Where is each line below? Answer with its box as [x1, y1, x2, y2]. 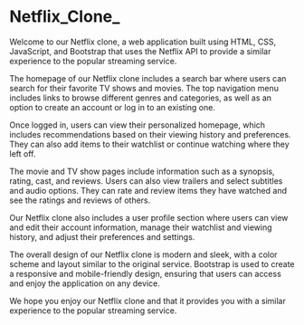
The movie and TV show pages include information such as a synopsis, [9, 166, 275, 177]
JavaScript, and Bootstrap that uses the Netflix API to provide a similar [9, 45, 271, 56]
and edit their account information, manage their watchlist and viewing [9, 222, 273, 233]
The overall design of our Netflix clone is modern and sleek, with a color [9, 249, 278, 260]
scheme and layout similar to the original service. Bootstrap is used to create [9, 258, 295, 269]
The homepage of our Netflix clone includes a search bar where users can [9, 72, 287, 83]
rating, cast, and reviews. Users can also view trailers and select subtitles [9, 175, 283, 186]
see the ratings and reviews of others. [9, 195, 151, 206]
